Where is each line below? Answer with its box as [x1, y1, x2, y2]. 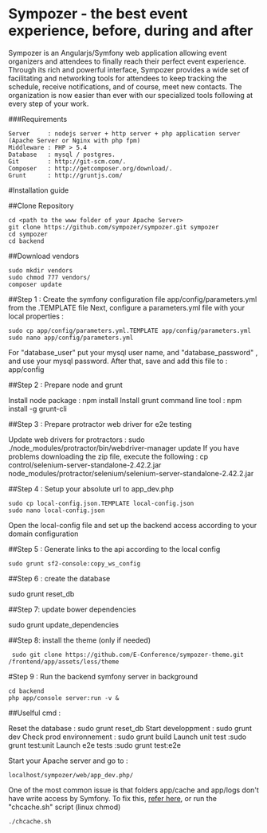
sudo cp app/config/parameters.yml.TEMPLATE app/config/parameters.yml [8, 327, 251, 334]
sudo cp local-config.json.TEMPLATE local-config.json [8, 499, 194, 507]
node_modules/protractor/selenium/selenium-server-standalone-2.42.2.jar [8, 468, 254, 478]
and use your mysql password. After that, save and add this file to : [8, 356, 228, 366]
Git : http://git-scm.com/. [8, 157, 127, 166]
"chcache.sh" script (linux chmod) [8, 802, 121, 811]
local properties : [8, 311, 64, 321]
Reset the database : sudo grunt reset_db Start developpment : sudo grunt [8, 723, 253, 733]
